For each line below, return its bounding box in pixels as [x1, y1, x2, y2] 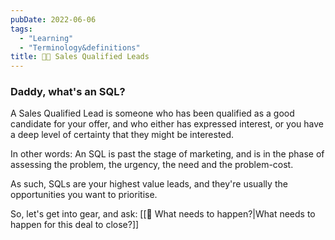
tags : [10, 24, 33, 34]
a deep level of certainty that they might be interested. [10, 129, 235, 141]
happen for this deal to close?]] [10, 219, 140, 231]
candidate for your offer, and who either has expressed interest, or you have [10, 118, 324, 130]
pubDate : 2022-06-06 [10, 14, 97, 25]
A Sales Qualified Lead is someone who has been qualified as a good [10, 107, 295, 120]
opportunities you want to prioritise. [10, 189, 158, 201]
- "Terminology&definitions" [19, 42, 141, 53]
